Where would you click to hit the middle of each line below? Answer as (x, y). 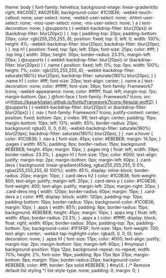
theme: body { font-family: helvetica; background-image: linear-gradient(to (82, 7)
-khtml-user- (141, 18)
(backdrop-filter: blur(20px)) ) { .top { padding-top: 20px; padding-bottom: (81, 33)
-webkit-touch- (137, 12)
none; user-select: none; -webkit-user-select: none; (74, 18)
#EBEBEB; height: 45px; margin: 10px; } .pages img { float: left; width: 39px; (82, 149)
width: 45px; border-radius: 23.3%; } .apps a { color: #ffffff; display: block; (81, 218)
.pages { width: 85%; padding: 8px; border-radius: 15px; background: (76, 144)
